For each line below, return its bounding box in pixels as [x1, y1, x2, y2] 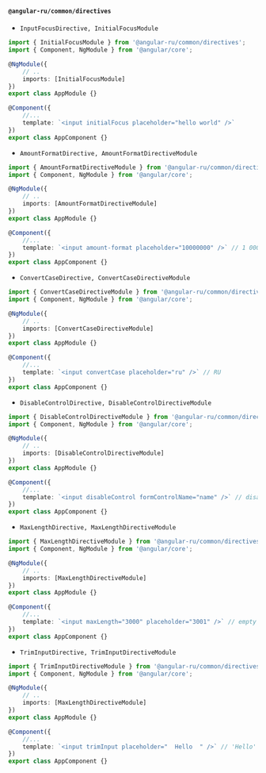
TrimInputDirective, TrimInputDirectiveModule [19, 648, 177, 656]
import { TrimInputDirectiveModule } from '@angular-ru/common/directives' [8, 662, 264, 671]
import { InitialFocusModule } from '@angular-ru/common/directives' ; [8, 39, 246, 47]
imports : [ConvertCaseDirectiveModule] [22, 325, 154, 333]
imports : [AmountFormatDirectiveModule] [22, 200, 158, 208]
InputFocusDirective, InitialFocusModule [19, 25, 158, 33]
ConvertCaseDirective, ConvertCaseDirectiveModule [19, 275, 191, 283]
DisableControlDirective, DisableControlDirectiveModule [19, 398, 212, 407]
